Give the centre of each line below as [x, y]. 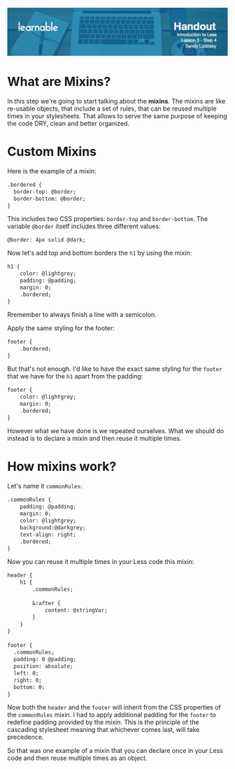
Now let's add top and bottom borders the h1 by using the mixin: [100, 253]
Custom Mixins [52, 151]
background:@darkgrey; [53, 528]
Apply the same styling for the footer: [61, 328]
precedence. [26, 737]
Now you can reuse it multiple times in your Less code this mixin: [101, 561]
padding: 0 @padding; [45, 659]
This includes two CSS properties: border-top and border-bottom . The [108, 218]
